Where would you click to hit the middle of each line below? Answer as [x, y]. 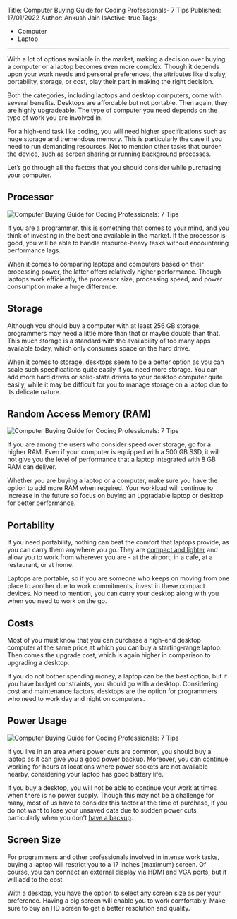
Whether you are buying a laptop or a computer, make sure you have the [113, 481]
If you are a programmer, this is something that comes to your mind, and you [119, 228]
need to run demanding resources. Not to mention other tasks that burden [115, 146]
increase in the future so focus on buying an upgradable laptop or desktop [115, 496]
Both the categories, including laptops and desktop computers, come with [115, 95]
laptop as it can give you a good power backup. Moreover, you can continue [118, 759]
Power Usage [37, 721]
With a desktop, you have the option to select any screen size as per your [114, 893]
